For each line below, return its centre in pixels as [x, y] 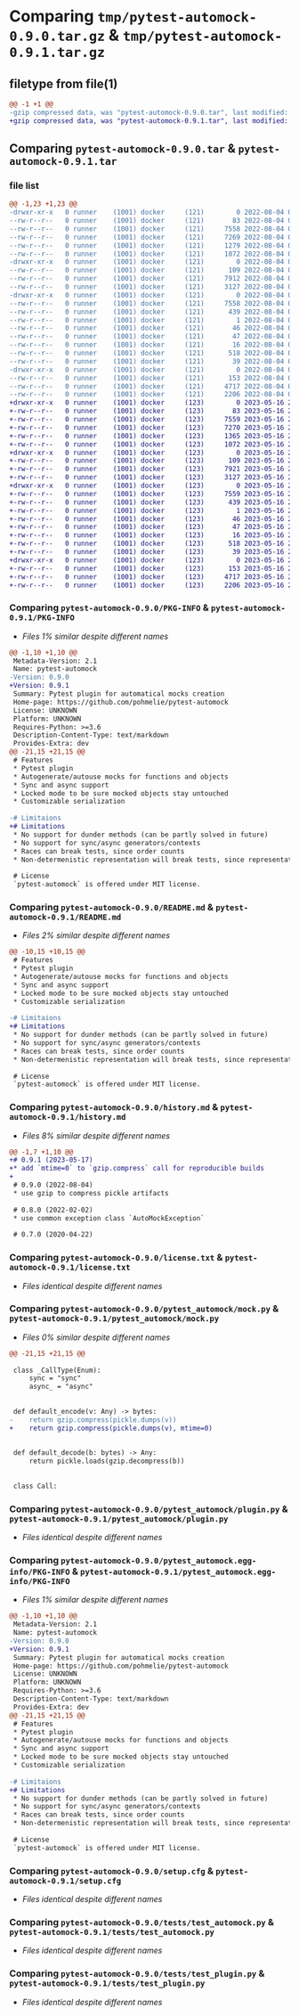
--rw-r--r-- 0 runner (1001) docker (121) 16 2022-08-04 [147, 345]
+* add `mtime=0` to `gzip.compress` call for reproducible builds [137, 1169]
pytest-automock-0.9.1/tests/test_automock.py [112, 1932]
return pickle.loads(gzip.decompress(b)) [107, 1461]
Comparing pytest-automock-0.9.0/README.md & [112, 908]
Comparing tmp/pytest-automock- [133, 16]
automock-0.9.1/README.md [65, 918]
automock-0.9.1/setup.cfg [65, 1881]
